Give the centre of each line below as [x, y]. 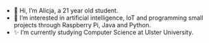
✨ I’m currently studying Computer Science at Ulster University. [103, 32]
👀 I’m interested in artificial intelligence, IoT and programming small [108, 18]
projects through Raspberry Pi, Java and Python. [82, 25]
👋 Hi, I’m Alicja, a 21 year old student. [66, 11]
